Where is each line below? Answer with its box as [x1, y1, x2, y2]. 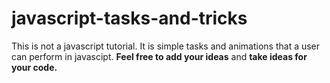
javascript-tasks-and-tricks [11, 7, 248, 30]
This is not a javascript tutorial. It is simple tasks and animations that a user [11, 40, 321, 52]
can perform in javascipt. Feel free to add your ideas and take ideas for [11, 50, 308, 62]
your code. [11, 61, 58, 73]
